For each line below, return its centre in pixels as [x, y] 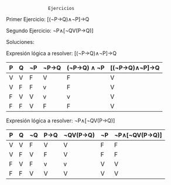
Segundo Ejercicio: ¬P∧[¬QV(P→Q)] [50, 30]
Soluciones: [20, 42]
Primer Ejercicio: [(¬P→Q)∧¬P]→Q [48, 19]
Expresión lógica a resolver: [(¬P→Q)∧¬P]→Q [61, 53]
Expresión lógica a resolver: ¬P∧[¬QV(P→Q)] [61, 121]
